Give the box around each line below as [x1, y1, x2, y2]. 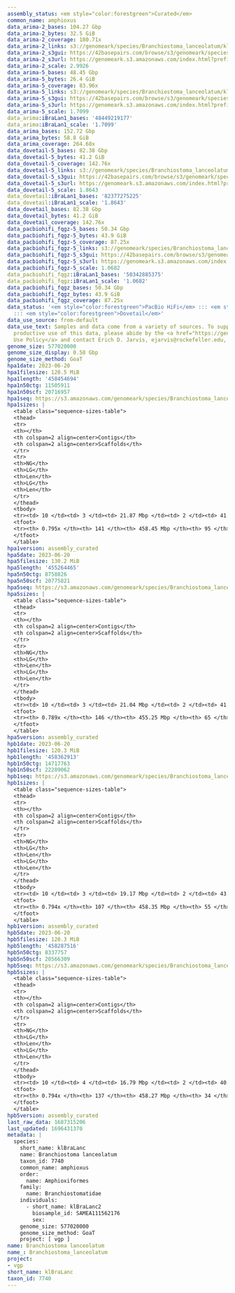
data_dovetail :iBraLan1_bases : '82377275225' [7, 193, 142, 200]
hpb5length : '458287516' [7, 942, 80, 949]
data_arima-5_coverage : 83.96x [7, 82, 99, 89]
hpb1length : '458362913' [7, 753, 80, 761]
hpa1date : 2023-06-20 [7, 363, 71, 370]
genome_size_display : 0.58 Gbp [7, 349, 99, 356]
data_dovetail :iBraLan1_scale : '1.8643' [7, 199, 127, 207]
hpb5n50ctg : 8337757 [7, 949, 68, 956]
